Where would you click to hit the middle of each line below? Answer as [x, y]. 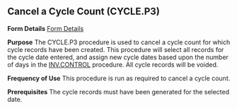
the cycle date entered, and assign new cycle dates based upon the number [118, 57]
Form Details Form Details [46, 28]
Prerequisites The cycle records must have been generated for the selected [118, 91]
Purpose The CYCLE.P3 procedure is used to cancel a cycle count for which [119, 42]
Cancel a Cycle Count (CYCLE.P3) [84, 12]
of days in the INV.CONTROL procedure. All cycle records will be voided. [113, 64]
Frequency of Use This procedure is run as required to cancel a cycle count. [119, 78]
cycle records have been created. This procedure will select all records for [116, 49]
